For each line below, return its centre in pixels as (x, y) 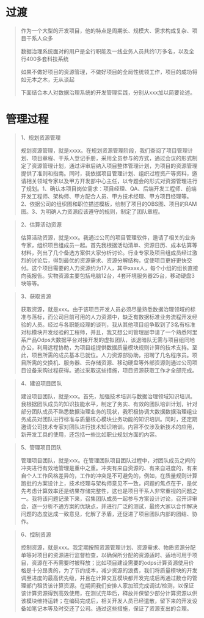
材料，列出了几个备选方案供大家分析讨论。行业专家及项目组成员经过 (106, 253)
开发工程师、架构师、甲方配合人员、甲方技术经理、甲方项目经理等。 (106, 196)
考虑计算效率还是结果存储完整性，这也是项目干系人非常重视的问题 (109, 491)
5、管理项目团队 (41, 447)
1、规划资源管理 (41, 137)
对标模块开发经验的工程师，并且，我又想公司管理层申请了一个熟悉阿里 (109, 332)
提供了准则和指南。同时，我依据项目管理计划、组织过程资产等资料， (106, 173)
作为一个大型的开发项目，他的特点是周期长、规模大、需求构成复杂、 (106, 31)
